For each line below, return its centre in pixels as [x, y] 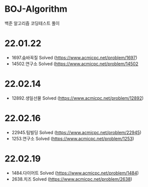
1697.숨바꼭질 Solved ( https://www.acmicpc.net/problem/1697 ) [74, 57]
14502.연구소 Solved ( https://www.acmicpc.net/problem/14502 [75, 64]
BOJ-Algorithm [36, 9]
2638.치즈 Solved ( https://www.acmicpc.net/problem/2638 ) [72, 179]
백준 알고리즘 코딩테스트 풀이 [32, 23]
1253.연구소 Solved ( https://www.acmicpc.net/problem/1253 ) [73, 138]
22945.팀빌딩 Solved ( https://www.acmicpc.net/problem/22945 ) [76, 132]
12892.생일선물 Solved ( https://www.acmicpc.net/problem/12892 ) [78, 98]
